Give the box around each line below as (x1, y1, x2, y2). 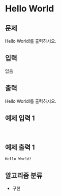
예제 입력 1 (5, 114, 35, 123)
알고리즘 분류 (5, 171, 43, 180)
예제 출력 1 (5, 143, 35, 151)
